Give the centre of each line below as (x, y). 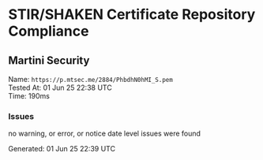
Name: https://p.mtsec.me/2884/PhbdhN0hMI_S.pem (91, 79)
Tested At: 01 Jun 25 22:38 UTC (60, 87)
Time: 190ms (29, 96)
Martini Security (49, 60)
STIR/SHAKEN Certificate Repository (132, 15)
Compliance (49, 31)
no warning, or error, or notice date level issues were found (105, 134)
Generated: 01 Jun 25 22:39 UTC (62, 149)
